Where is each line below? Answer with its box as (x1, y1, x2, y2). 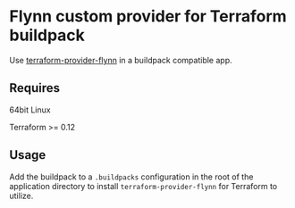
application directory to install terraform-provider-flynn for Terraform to (9, 180, 278, 191)
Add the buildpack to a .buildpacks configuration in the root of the (9, 171, 254, 182)
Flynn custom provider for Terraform (9, 6, 288, 27)
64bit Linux (9, 104, 51, 115)
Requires (9, 80, 61, 96)
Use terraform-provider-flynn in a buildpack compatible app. (9, 54, 232, 65)
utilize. (9, 190, 34, 201)
